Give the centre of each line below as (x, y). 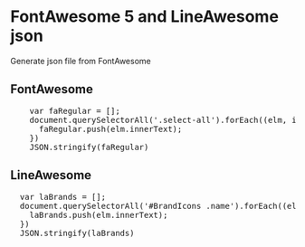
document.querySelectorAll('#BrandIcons (110, 206)
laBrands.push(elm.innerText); (99, 215)
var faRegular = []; (75, 111)
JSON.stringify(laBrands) (77, 233)
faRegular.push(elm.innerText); (110, 129)
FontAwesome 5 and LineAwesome (145, 17)
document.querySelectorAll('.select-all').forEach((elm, (158, 120)
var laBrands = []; (63, 197)
